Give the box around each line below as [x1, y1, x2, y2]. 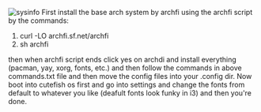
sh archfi [19, 39, 49, 49]
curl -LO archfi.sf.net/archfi [19, 32, 109, 40]
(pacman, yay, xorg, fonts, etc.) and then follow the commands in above [8, 63, 243, 73]
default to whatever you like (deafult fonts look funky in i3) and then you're [8, 88, 252, 98]
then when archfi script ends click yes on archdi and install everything [8, 55, 237, 64]
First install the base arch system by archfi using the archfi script [41, 8, 253, 17]
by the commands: [8, 16, 70, 25]
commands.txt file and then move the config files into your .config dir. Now [8, 72, 252, 80]
